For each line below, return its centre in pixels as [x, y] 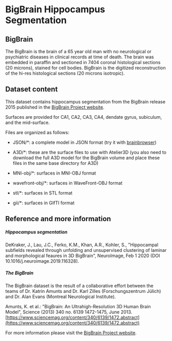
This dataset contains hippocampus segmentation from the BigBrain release [85, 101]
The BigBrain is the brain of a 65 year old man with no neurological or [79, 51]
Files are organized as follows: [37, 132]
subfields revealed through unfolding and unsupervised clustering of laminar [86, 250]
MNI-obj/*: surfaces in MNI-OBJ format [54, 173]
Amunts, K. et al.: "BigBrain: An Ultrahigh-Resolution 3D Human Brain [78, 307]
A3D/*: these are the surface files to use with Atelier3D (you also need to [89, 152]
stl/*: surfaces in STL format [42, 193]
